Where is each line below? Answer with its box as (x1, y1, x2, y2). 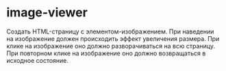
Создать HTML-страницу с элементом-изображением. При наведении (6, 27, 214, 35)
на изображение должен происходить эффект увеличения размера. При (6, 34, 220, 42)
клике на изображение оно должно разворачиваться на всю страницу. (6, 42, 215, 50)
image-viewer (6, 5, 88, 20)
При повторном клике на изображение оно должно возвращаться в (6, 49, 206, 57)
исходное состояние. (6, 56, 69, 64)
